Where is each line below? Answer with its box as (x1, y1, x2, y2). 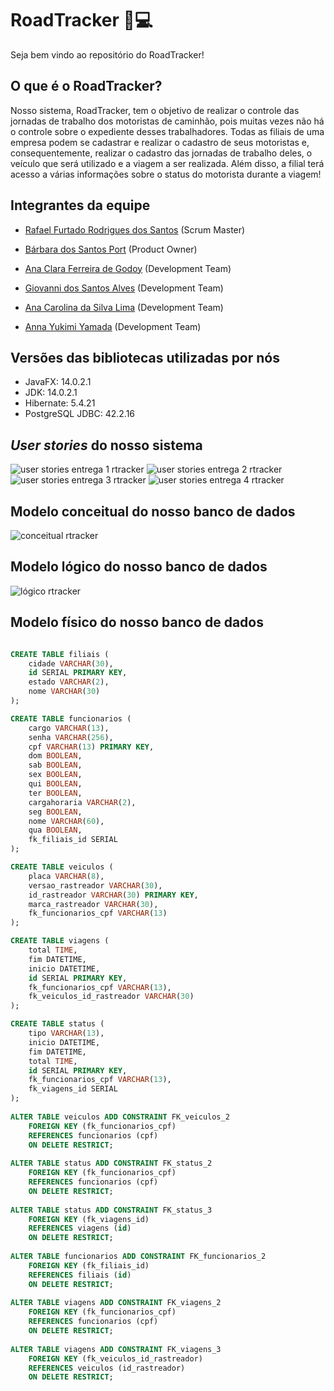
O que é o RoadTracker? (10, 78, 163, 95)
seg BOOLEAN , (28, 807, 83, 817)
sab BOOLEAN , (28, 760, 83, 771)
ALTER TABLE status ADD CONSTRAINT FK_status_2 (10, 1158, 213, 1169)
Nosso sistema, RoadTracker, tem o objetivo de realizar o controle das (10, 104, 300, 116)
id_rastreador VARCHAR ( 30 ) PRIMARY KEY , (28, 890, 199, 900)
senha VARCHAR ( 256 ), (28, 732, 114, 742)
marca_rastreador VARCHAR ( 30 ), (28, 899, 159, 909)
